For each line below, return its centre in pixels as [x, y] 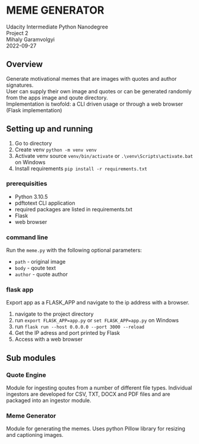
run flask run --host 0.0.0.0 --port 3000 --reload [79, 326]
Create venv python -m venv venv [56, 150]
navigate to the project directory [54, 314]
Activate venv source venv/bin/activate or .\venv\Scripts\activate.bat [104, 156]
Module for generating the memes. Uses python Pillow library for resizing [96, 429]
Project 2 [17, 33]
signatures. [20, 85]
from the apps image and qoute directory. [57, 97]
